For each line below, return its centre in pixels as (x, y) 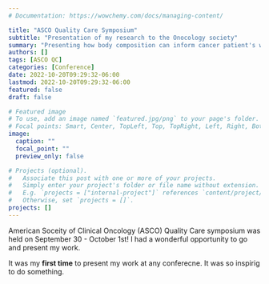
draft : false (30, 97)
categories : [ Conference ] (51, 68)
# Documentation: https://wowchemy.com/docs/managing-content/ (116, 16)
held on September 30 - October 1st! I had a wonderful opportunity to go (128, 239)
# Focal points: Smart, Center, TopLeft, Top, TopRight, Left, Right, (128, 126)
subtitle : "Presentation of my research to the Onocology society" (123, 38)
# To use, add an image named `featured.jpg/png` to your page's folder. (134, 119)
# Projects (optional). (48, 170)
